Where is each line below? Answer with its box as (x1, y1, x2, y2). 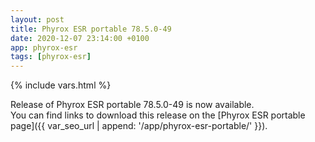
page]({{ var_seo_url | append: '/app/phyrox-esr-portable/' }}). (10, 120, 268, 132)
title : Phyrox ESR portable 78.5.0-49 (10, 24, 172, 34)
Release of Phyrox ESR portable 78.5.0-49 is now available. (10, 99, 255, 111)
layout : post (10, 14, 65, 25)
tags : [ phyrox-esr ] (10, 52, 92, 62)
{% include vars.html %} (10, 79, 112, 91)
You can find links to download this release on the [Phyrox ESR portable (10, 109, 306, 121)
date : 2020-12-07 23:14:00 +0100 (10, 33, 150, 43)
